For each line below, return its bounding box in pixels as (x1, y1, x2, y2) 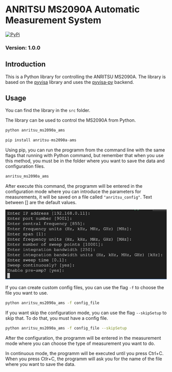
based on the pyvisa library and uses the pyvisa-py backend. (5, 79, 134, 85)
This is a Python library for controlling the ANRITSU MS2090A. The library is (5, 73, 166, 80)
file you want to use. (5, 290, 49, 296)
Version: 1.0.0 (5, 44, 41, 51)
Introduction (5, 60, 46, 69)
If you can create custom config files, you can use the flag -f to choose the (5, 284, 164, 290)
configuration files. (5, 163, 45, 169)
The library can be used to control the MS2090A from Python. (5, 117, 136, 123)
